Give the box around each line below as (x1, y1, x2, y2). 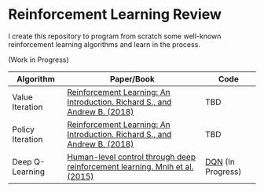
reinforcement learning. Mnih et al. (66, 161, 194, 172)
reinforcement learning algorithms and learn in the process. (8, 39, 200, 49)
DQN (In (205, 156, 236, 167)
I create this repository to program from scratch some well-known (8, 31, 222, 41)
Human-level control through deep (66, 151, 196, 162)
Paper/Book (109, 73, 155, 84)
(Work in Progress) (8, 55, 69, 64)
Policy (12, 124, 35, 135)
